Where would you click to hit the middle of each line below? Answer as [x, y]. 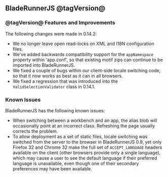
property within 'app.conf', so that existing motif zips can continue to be [88, 60]
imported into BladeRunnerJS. [44, 65]
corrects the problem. [35, 131]
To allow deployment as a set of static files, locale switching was [80, 137]
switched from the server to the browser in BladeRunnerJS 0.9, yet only [87, 142]
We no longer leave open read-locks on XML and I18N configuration [83, 43]
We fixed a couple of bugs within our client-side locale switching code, [87, 70]
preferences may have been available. [52, 168]
